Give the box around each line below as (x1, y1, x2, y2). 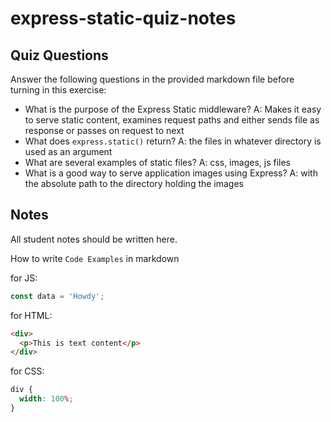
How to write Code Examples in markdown (10, 252, 180, 264)
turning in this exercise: (10, 84, 107, 96)
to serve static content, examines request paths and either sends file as (24, 114, 320, 126)
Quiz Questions (10, 47, 109, 64)
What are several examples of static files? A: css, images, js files (24, 157, 291, 168)
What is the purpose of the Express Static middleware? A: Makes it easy (24, 103, 322, 115)
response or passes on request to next (24, 125, 185, 136)
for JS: (10, 272, 38, 284)
